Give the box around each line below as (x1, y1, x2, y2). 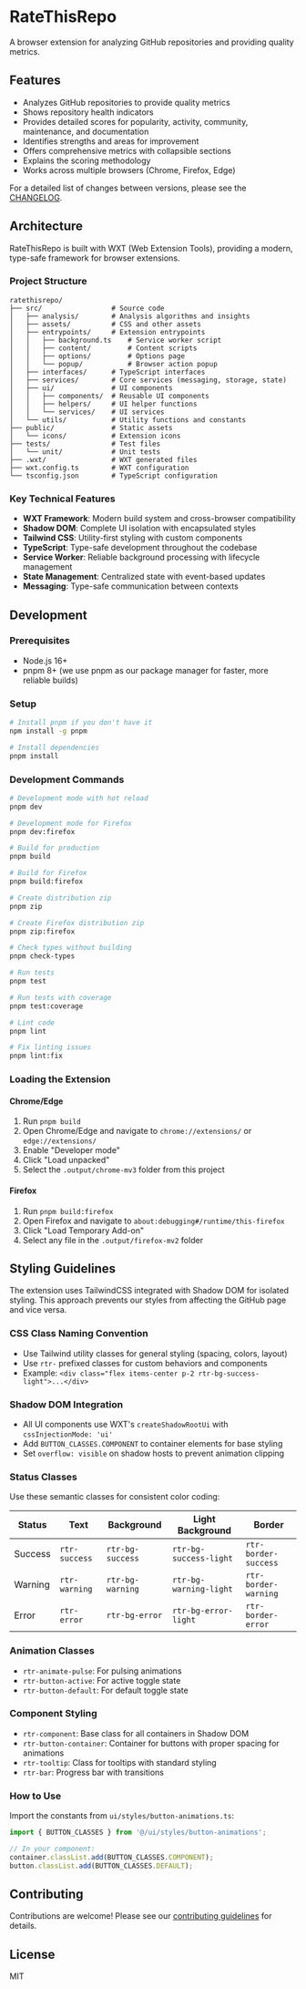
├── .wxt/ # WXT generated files (9, 455, 198, 464)
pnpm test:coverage (9, 1001, 84, 1011)
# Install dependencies (9, 743, 100, 752)
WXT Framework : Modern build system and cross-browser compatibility (22, 513, 296, 524)
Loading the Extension (9, 1073, 111, 1086)
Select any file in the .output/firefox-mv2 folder (22, 1234, 203, 1245)
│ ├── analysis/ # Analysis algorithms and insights (9, 312, 250, 321)
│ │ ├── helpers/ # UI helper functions (9, 399, 198, 408)
